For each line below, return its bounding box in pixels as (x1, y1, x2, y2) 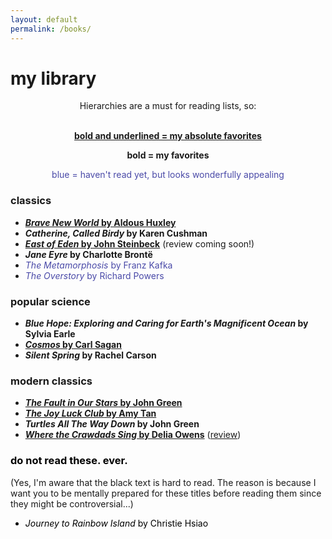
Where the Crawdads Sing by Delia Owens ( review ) (24, 429, 242, 441)
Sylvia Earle (24, 328, 76, 340)
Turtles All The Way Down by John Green (24, 418, 200, 430)
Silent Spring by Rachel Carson (24, 349, 157, 361)
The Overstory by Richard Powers (24, 269, 165, 281)
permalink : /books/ (10, 24, 92, 34)
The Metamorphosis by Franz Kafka (24, 259, 173, 271)
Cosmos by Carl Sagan (24, 339, 122, 351)
